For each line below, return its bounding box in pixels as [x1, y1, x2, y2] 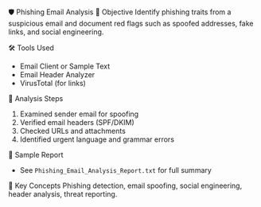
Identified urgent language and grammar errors [19, 135, 175, 144]
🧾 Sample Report [8, 150, 64, 159]
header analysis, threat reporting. [8, 189, 118, 198]
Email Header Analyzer [19, 70, 95, 79]
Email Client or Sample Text [19, 61, 111, 71]
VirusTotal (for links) [19, 79, 86, 88]
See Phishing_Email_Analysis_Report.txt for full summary [19, 166, 212, 174]
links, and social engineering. [8, 27, 104, 37]
